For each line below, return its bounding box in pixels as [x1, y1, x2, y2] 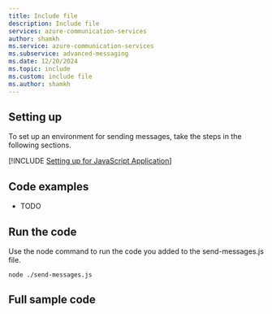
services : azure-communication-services [8, 27, 148, 35]
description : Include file [8, 20, 100, 28]
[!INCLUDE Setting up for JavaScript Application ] [8, 156, 172, 166]
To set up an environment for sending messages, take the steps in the [8, 132, 242, 142]
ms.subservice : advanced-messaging [8, 50, 129, 58]
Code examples [8, 180, 89, 194]
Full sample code [8, 293, 96, 307]
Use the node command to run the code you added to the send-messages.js [8, 246, 264, 256]
